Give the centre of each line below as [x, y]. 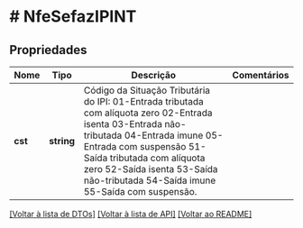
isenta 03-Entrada [123, 124]
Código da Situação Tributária [147, 90]
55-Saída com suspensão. [140, 192]
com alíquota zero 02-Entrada [148, 113]
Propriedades [48, 50]
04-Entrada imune [164, 135]
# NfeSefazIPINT [73, 17]
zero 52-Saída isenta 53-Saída [151, 169]
